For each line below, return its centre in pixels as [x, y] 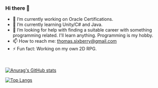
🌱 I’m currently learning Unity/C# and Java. [57, 24]
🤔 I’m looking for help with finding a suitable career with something [82, 30]
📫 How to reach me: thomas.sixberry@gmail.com [65, 41]
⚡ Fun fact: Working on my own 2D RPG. [55, 49]
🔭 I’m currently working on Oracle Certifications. [63, 19]
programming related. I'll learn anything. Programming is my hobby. [83, 36]
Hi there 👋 [18, 8]
